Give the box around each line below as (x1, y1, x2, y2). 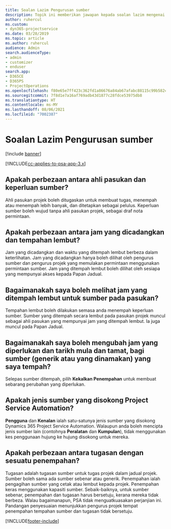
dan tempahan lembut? (5, 236, 80, 245)
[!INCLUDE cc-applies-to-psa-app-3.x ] (5, 160, 86, 166)
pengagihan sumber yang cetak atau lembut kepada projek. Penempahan (5, 481, 159, 487)
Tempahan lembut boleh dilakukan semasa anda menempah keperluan (5, 307, 154, 314)
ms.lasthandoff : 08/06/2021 (5, 107, 65, 112)
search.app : (5, 69, 31, 74)
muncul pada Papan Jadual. (5, 323, 64, 330)
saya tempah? (5, 362, 51, 371)
